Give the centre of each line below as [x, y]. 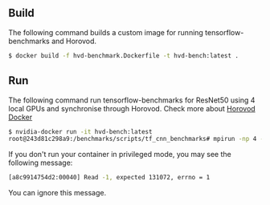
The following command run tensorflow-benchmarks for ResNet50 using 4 [132, 100]
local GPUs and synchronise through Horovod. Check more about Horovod [132, 108]
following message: [41, 163]
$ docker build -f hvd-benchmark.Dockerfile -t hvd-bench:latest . [124, 55]
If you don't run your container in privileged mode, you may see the [120, 155]
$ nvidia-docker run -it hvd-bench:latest [80, 131]
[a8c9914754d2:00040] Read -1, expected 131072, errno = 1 [109, 178]
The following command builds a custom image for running [106, 32]
